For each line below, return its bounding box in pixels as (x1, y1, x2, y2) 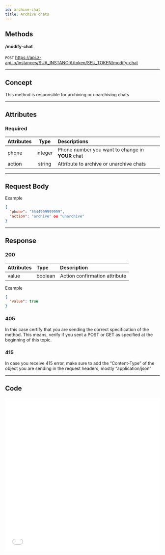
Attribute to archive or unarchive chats (57, 160, 146, 167)
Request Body (5, 182, 49, 191)
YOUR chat (57, 152, 83, 159)
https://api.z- (15, 55, 42, 60)
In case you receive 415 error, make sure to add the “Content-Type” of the (5, 360, 155, 366)
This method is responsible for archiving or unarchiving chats (5, 91, 129, 97)
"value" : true (9, 299, 38, 304)
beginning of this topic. (5, 337, 52, 343)
